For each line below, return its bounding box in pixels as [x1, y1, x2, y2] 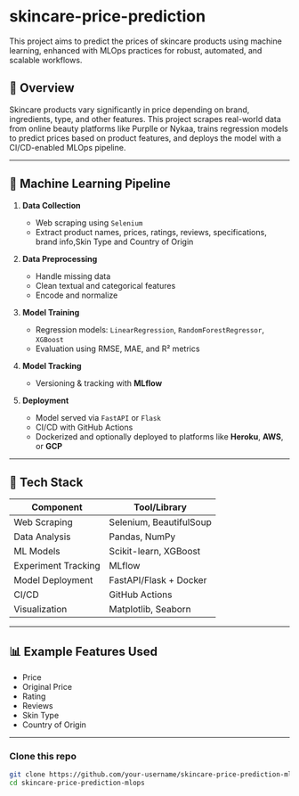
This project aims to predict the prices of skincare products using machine [9, 36, 282, 46]
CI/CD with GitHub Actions [35, 422, 133, 432]
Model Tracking [21, 360, 82, 371]
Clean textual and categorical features [35, 280, 176, 291]
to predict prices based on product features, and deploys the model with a [9, 132, 282, 144]
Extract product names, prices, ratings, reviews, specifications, [35, 226, 267, 237]
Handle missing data [35, 270, 111, 282]
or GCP [35, 440, 63, 451]
